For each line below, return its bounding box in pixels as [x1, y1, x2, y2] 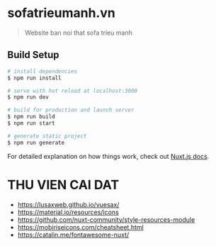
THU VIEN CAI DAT [7, 177, 119, 193]
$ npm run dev [7, 94, 50, 101]
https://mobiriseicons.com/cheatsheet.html [17, 223, 144, 231]
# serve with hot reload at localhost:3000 [7, 87, 138, 94]
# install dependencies [7, 67, 78, 75]
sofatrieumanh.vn [7, 5, 115, 21]
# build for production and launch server [7, 106, 135, 114]
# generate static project [7, 133, 87, 140]
